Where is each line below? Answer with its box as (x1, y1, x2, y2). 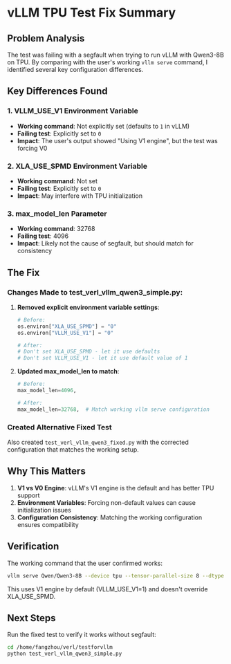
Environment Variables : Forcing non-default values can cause (17, 498, 196, 506)
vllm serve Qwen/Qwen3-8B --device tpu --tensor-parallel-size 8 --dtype (7, 572, 225, 579)
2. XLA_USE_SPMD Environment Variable (7, 161, 147, 171)
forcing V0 (17, 144, 48, 152)
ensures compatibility (17, 520, 80, 528)
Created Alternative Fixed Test (7, 422, 112, 432)
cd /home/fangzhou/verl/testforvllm (7, 644, 113, 651)
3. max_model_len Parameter (7, 209, 107, 219)
